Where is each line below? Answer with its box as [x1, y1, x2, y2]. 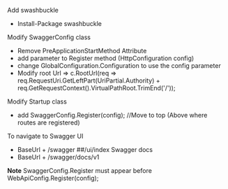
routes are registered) [17, 118, 80, 127]
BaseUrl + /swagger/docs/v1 [17, 153, 100, 161]
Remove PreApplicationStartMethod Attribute [17, 47, 147, 55]
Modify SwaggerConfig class [7, 33, 91, 41]
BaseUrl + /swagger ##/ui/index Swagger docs [17, 146, 153, 153]
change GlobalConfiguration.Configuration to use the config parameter [17, 62, 221, 69]
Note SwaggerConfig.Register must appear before [7, 167, 152, 174]
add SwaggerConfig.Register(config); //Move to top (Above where [17, 111, 208, 119]
